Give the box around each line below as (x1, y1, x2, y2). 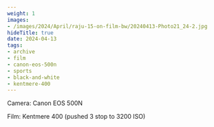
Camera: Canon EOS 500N (7, 99, 83, 107)
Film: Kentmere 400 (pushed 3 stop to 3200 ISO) (7, 113, 146, 121)
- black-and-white (7, 73, 60, 81)
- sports (7, 67, 32, 74)
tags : (7, 42, 23, 49)
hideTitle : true (7, 29, 54, 36)
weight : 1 (7, 10, 36, 17)
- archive (7, 49, 36, 56)
